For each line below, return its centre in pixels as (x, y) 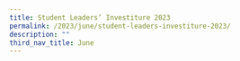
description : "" (40, 34)
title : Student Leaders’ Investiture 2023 (90, 17)
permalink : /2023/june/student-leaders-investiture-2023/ (120, 26)
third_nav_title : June (52, 43)
